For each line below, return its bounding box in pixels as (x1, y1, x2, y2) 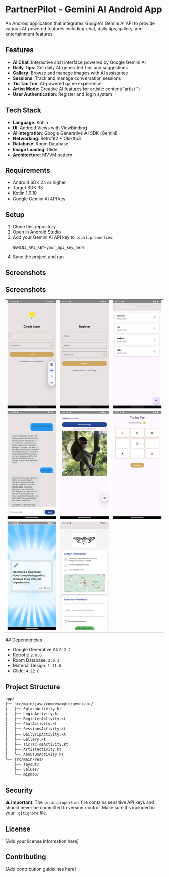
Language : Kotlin (12, 119, 49, 125)
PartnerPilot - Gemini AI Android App (5, 4, 162, 15)
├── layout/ (14, 762, 39, 767)
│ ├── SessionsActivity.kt (5, 726, 66, 732)
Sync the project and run (12, 254, 64, 260)
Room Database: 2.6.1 (12, 657, 59, 663)
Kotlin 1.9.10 (12, 190, 37, 197)
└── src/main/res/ (5, 757, 44, 762)
